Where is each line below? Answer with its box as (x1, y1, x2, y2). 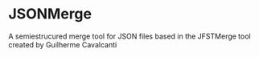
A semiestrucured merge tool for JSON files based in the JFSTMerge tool (8, 31, 251, 41)
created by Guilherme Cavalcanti (8, 39, 117, 49)
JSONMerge (8, 5, 92, 23)
